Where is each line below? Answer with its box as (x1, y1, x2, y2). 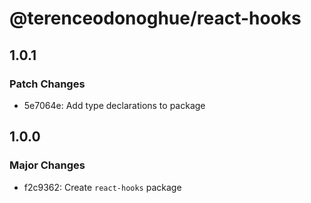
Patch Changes (9, 77, 86, 91)
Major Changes (9, 158, 86, 172)
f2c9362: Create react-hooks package (23, 181, 182, 193)
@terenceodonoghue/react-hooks (9, 7, 302, 30)
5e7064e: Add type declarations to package (23, 99, 206, 111)
